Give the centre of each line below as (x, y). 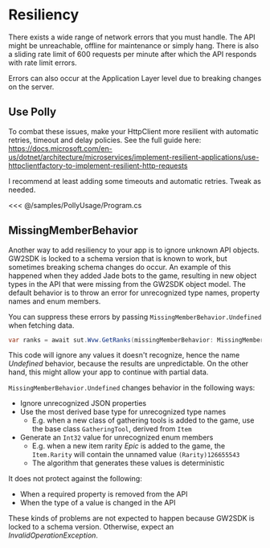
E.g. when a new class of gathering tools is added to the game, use (143, 420)
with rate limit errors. (43, 63)
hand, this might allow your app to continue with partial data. (108, 372)
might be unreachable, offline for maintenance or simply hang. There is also (134, 45)
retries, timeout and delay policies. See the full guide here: (105, 140)
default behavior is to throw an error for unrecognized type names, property (134, 292)
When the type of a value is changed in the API (98, 503)
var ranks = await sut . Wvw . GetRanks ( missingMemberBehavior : (111, 340)
